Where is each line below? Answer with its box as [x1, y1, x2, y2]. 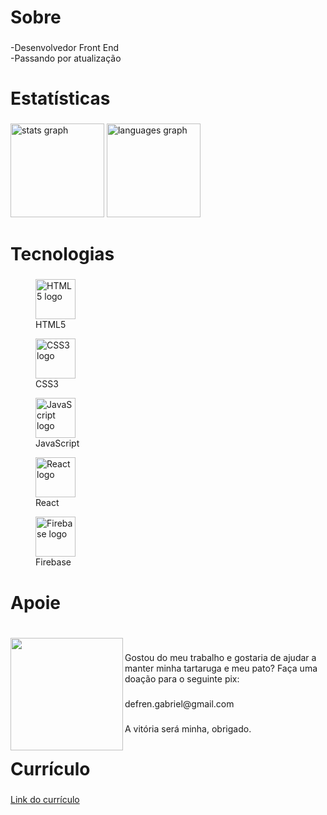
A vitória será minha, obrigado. [124, 723, 252, 735]
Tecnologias [10, 243, 115, 266]
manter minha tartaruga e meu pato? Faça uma [124, 662, 318, 675]
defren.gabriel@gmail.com [124, 698, 235, 710]
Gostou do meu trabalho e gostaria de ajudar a [124, 652, 317, 664]
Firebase [35, 556, 72, 568]
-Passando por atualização [10, 52, 122, 65]
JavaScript [35, 437, 80, 450]
